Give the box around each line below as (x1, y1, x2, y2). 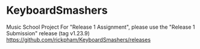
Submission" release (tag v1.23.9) (6, 29, 90, 36)
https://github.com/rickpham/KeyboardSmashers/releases (6, 36, 151, 43)
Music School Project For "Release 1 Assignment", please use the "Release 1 (6, 23, 195, 30)
